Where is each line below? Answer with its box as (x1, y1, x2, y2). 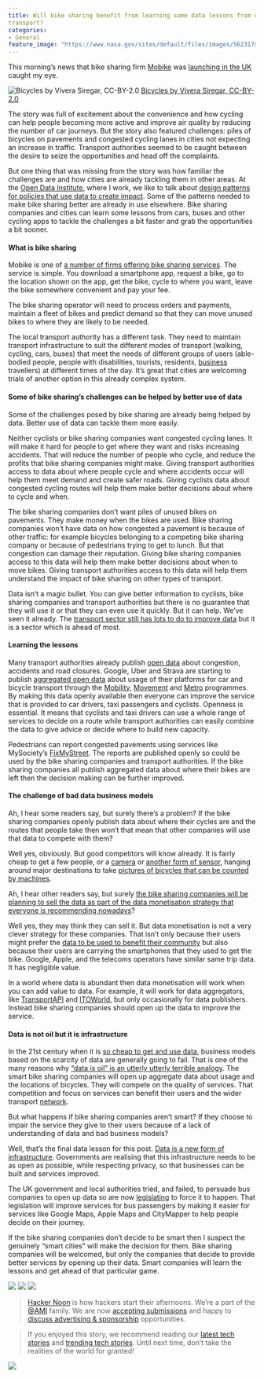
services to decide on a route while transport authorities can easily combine (8, 716, 255, 725)
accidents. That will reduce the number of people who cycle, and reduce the (8, 449, 255, 460)
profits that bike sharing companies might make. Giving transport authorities (8, 458, 255, 467)
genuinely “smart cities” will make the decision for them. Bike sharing (8, 1241, 233, 1251)
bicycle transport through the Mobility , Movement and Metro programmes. (8, 683, 249, 692)
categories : (8, 26, 47, 34)
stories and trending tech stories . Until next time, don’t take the (27, 1338, 232, 1347)
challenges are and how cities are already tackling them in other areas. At (8, 174, 246, 185)
